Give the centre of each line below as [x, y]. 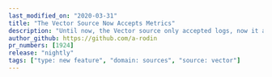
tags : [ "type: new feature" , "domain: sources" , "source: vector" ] [125, 61]
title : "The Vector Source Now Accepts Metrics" [92, 23]
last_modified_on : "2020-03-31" [63, 16]
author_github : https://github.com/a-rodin [83, 38]
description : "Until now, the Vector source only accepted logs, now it [134, 30]
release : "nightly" [41, 53]
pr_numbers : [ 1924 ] [41, 46]
